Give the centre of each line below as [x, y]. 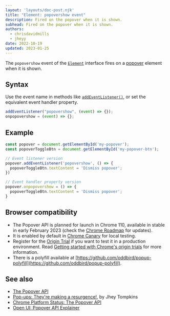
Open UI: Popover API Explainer [46, 308]
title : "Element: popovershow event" [46, 15]
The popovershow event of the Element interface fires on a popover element [84, 63]
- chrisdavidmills [30, 34]
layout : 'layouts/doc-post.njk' [40, 10]
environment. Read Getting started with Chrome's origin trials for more [87, 247]
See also [19, 279]
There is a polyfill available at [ [45, 257]
